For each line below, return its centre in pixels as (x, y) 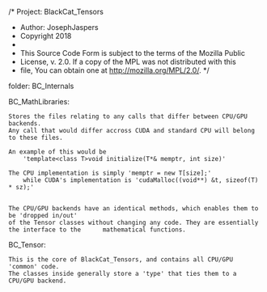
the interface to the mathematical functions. (97, 230)
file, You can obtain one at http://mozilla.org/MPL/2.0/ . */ (114, 70)
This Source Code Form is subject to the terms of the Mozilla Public (132, 53)
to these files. (36, 138)
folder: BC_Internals (41, 86)
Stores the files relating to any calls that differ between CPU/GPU (128, 116)
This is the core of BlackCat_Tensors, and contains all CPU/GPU (121, 260)
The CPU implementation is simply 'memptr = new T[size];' (110, 173)
